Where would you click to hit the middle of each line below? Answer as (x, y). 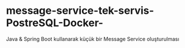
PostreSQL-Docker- (55, 23)
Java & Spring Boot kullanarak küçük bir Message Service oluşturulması (93, 39)
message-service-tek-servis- (80, 11)
